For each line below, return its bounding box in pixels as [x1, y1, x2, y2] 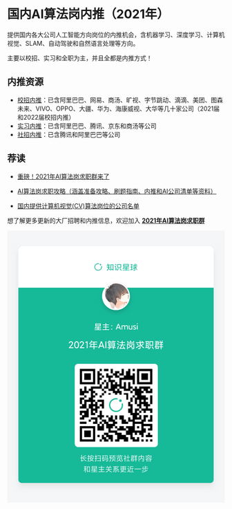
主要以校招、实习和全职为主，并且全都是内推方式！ [7, 53, 153, 62]
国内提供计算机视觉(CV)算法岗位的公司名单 [17, 201, 139, 210]
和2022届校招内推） [17, 113, 75, 121]
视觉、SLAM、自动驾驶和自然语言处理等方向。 [7, 39, 139, 47]
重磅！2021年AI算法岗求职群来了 [17, 172, 110, 181]
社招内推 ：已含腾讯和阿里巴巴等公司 [17, 130, 121, 138]
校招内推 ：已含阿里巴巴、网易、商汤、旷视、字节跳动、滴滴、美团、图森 [17, 95, 223, 104]
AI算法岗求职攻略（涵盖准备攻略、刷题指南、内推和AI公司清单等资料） [17, 187, 217, 195]
